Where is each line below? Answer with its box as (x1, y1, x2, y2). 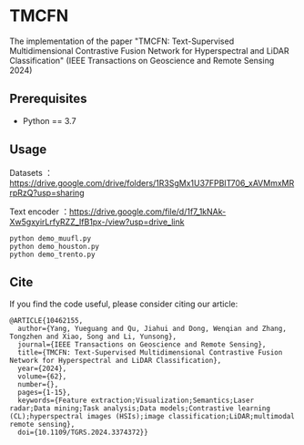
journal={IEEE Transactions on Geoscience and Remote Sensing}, (17, 340, 267, 349)
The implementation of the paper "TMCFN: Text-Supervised (9, 36, 235, 47)
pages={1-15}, (17, 388, 71, 398)
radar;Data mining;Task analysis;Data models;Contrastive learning (9, 404, 271, 413)
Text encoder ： (9, 206, 70, 217)
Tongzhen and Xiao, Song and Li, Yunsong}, (9, 332, 177, 342)
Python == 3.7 (22, 115, 76, 126)
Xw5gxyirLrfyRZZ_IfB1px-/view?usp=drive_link (9, 216, 185, 227)
